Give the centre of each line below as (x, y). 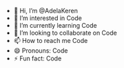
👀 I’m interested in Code (48, 18)
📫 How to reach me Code (51, 41)
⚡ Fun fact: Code (38, 58)
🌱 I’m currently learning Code (55, 25)
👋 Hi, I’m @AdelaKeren (45, 11)
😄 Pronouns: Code (41, 51)
